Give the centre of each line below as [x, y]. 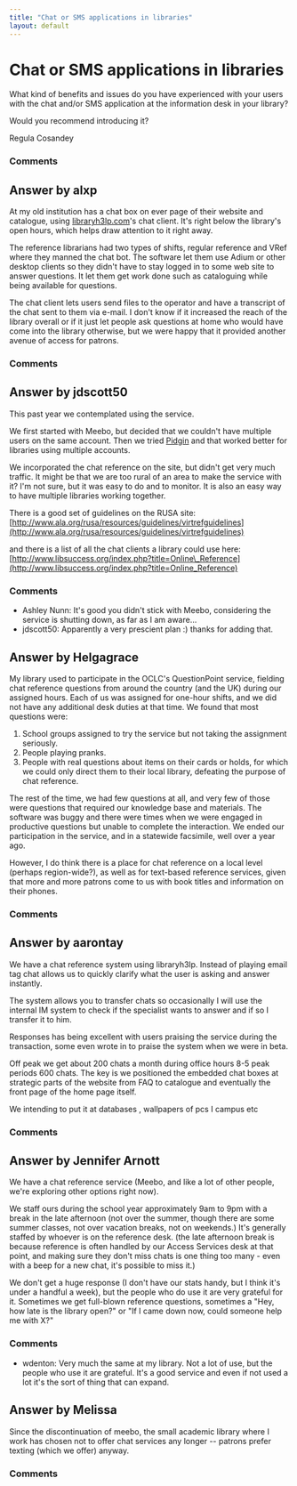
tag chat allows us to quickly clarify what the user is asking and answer [140, 973]
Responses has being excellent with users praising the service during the [143, 1037]
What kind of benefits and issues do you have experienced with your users [146, 94]
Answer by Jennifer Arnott [84, 1161]
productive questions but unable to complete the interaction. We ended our [147, 827]
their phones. [33, 892]
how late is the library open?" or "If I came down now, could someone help [146, 1311]
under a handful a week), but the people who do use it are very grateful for [146, 1292]
